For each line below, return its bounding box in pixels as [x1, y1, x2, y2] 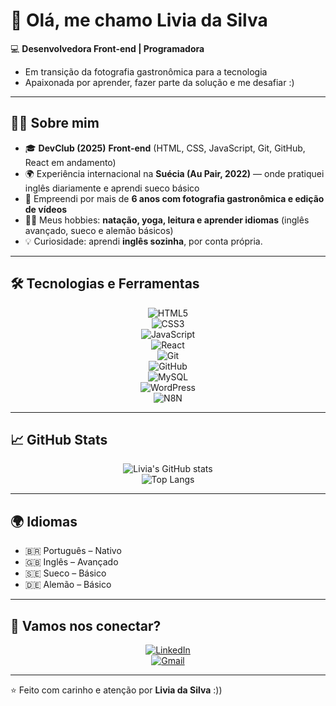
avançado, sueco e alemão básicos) [24, 224, 174, 236]
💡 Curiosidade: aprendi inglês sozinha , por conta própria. [24, 235, 263, 247]
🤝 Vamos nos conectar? [10, 617, 162, 634]
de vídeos [24, 203, 68, 215]
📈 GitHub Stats [10, 431, 108, 448]
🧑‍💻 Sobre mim [10, 115, 100, 132]
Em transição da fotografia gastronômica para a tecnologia [24, 65, 268, 78]
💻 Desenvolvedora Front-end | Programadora [10, 42, 205, 54]
